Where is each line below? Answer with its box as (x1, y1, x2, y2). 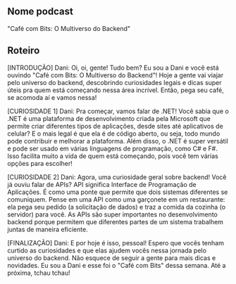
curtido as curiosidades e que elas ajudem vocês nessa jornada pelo (7, 246, 206, 254)
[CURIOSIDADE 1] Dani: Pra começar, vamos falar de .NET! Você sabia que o (7, 107, 229, 115)
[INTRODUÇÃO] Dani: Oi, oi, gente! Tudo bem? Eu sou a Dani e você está (7, 63, 220, 72)
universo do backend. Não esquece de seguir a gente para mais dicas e (7, 253, 216, 262)
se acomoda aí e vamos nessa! (7, 93, 97, 101)
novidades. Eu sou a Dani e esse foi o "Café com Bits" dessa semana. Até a (7, 261, 226, 269)
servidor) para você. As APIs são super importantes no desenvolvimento (7, 210, 218, 219)
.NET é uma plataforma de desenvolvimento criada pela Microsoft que (7, 114, 211, 122)
